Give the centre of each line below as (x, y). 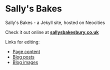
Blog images (25, 62)
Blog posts (23, 57)
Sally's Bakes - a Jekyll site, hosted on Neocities (55, 22)
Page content (26, 51)
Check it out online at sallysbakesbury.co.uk (52, 32)
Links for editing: (22, 42)
